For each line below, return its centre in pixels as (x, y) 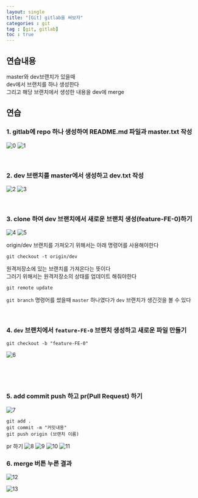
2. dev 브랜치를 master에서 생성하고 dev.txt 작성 (75, 176)
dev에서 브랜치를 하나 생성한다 (43, 84)
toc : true (20, 35)
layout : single (26, 12)
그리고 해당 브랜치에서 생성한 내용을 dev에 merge (65, 91)
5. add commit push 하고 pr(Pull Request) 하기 (74, 396)
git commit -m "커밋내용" (37, 427)
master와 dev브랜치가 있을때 (41, 76)
